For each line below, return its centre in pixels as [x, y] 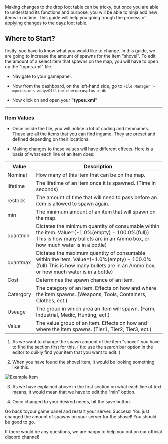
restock [17, 201]
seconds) [47, 189]
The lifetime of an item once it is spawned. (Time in [96, 183]
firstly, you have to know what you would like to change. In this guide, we [80, 51]
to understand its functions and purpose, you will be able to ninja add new [81, 12]
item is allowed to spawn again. [73, 204]
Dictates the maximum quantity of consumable [91, 253]
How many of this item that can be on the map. [91, 175]
